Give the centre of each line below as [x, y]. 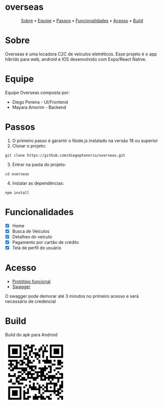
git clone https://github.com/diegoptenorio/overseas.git [65, 155]
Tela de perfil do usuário [37, 248]
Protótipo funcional [31, 281]
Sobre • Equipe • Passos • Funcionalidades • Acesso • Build [82, 21]
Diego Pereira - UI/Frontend [40, 102]
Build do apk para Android [31, 335]
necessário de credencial [31, 301]
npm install [17, 192]
